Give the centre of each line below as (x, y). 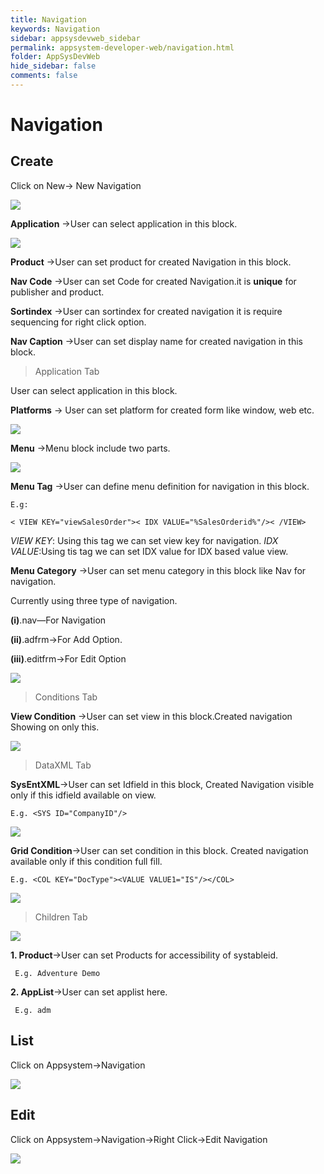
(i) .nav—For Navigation (58, 620)
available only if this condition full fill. (86, 861)
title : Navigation (48, 19)
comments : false (44, 76)
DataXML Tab (63, 765)
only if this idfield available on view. (83, 795)
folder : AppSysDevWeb (55, 57)
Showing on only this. (55, 727)
